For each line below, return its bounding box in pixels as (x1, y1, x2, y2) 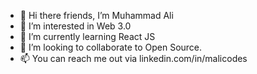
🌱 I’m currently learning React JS (19, 31, 156, 42)
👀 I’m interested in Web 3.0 (19, 20, 132, 32)
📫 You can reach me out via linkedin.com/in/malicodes (19, 53, 248, 64)
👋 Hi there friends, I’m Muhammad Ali (19, 10, 174, 21)
